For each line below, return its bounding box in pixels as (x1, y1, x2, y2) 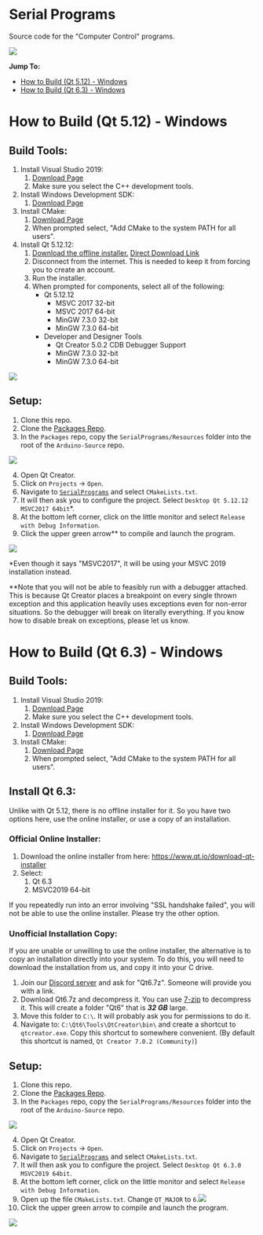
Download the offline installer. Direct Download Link (31, 248, 199, 257)
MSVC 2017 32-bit (55, 298, 115, 307)
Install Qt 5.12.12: (20, 240, 74, 249)
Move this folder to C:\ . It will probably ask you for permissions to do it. (20, 1012, 251, 1021)
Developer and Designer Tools (43, 332, 142, 341)
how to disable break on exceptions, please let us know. (9, 616, 190, 625)
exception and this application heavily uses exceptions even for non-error (9, 599, 247, 608)
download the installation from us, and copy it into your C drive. (9, 963, 214, 972)
